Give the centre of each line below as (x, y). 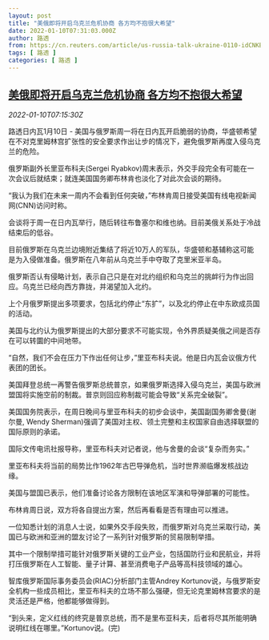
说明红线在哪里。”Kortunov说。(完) (64, 628)
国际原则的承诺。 (36, 431)
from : (17, 46)
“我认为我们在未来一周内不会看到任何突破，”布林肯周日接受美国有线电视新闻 (132, 195)
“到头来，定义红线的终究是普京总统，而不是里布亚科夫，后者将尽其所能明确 (133, 618)
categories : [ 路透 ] (43, 61)
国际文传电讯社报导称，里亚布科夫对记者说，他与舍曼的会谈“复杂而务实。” (129, 449)
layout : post (30, 16)
